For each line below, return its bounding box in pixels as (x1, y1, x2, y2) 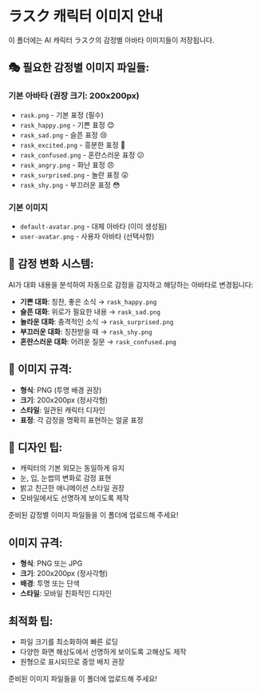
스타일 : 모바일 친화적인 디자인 (19, 589, 113, 598)
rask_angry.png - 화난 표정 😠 (19, 160, 115, 169)
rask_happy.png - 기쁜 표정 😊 (19, 120, 115, 129)
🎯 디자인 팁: (8, 440, 63, 454)
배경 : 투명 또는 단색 (19, 578, 80, 588)
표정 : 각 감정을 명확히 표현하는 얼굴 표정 (19, 415, 144, 424)
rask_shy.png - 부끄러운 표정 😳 (19, 180, 121, 189)
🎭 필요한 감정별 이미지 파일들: (8, 61, 150, 74)
